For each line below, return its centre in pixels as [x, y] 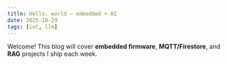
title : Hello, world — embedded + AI [62, 14]
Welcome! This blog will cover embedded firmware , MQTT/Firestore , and [114, 47]
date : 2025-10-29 [32, 20]
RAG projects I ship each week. [52, 54]
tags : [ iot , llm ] [32, 27]
